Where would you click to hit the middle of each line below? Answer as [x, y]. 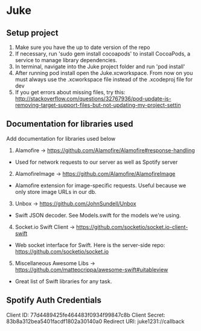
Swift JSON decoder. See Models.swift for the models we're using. [98, 215]
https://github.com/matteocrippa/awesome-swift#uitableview [91, 269]
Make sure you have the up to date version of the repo [82, 47]
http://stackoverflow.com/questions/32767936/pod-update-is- [93, 98]
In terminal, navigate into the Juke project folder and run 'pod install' [100, 66]
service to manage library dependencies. [66, 60]
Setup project [32, 33]
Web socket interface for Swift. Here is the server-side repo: [90, 245]
